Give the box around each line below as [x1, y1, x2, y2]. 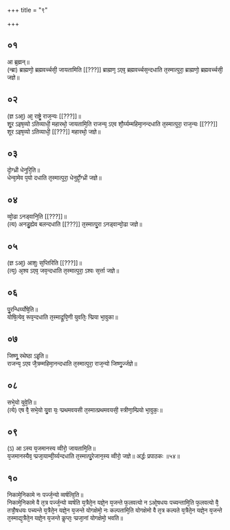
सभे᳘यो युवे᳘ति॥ [7, 398, 36, 406]
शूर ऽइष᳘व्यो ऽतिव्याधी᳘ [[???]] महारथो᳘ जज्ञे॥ [7, 127, 101, 136]
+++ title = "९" [7, 6, 48, 14]
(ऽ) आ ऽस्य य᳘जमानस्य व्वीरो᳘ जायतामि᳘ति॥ [7, 444, 96, 453]
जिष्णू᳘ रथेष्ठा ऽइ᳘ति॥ [7, 351, 48, 360]
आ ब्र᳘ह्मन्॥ [7, 58, 30, 66]
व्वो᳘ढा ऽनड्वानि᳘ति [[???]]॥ [7, 213, 67, 221]
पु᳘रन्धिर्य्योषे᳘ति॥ [7, 305, 38, 313]
